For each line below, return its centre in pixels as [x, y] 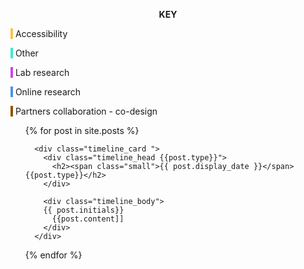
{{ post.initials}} [84, 210]
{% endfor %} [53, 255]
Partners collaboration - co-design [86, 111]
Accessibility [41, 33]
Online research [48, 92]
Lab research [42, 72]
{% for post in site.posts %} [82, 130]
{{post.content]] [88, 219]
